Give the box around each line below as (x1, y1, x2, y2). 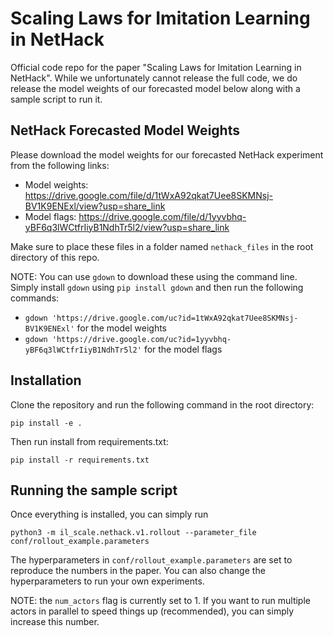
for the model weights (76, 322, 167, 334)
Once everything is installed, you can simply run (10, 508, 209, 521)
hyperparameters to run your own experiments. (10, 575, 205, 587)
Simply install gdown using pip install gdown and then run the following (10, 281, 304, 293)
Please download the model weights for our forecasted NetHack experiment (10, 148, 324, 161)
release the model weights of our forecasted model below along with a (10, 82, 301, 94)
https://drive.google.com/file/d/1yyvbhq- (78, 210, 247, 222)
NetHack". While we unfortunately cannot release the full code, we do (10, 72, 298, 84)
